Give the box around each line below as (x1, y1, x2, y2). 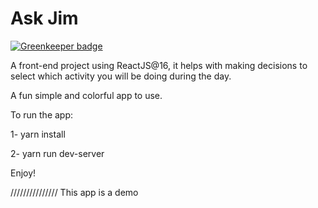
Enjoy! (10, 167, 37, 179)
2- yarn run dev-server (10, 147, 105, 159)
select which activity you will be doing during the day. (10, 70, 232, 82)
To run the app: (10, 108, 74, 121)
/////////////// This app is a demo (10, 186, 139, 198)
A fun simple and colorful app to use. (10, 89, 163, 101)
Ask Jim (10, 7, 79, 30)
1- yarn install (10, 128, 66, 140)
